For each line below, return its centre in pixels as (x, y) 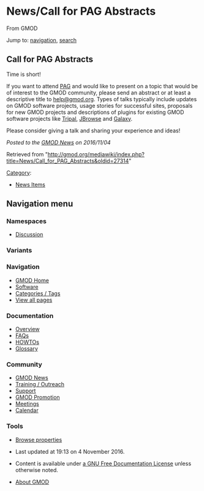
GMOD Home (32, 280)
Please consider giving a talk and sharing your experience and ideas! (93, 131)
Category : (19, 172)
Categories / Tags (38, 293)
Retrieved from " (27, 154)
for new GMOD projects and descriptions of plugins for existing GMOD (95, 112)
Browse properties (39, 440)
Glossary (27, 348)
